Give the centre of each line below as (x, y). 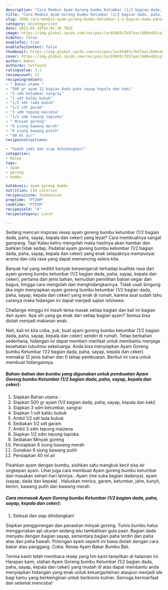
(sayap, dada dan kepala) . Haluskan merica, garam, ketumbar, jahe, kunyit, (83, 481)
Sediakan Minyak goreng (38, 439)
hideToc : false (21, 38)
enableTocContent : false (31, 47)
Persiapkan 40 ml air (34, 455)
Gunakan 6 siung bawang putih (45, 450)
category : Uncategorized (31, 24)
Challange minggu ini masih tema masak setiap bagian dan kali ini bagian (81, 310)
